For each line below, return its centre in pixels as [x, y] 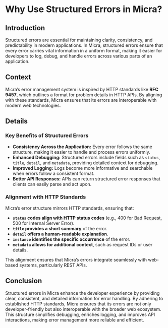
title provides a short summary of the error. [60, 228]
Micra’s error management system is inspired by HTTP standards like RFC [82, 89]
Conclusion [24, 281]
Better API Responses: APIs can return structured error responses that [86, 179]
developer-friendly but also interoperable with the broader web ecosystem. [83, 309]
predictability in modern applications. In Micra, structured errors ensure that [84, 45]
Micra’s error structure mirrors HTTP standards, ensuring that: [70, 208]
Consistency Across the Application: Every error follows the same [82, 147]
